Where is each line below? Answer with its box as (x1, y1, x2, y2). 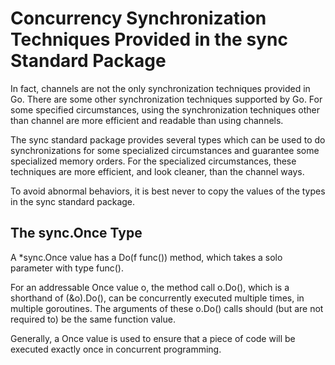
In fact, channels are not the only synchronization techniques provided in (10, 82, 311, 94)
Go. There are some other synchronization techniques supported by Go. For (10, 93, 323, 105)
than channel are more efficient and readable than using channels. (10, 114, 284, 126)
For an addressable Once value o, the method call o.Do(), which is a (10, 281, 290, 293)
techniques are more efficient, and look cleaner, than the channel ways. (10, 165, 305, 177)
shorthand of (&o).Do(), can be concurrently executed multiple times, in (10, 292, 305, 304)
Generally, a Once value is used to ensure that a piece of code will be (10, 332, 296, 344)
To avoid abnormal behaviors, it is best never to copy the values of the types (10, 185, 326, 197)
